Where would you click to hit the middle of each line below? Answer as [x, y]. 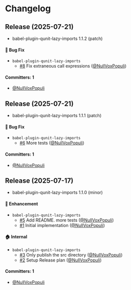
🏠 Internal [16, 237]
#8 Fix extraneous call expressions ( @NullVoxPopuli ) [73, 66]
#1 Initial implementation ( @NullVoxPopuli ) [62, 225]
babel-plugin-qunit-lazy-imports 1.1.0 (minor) [57, 193]
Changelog [28, 9]
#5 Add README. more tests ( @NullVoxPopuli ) [67, 220]
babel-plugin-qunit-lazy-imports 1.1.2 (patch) [57, 38]
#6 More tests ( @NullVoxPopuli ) [52, 143]
